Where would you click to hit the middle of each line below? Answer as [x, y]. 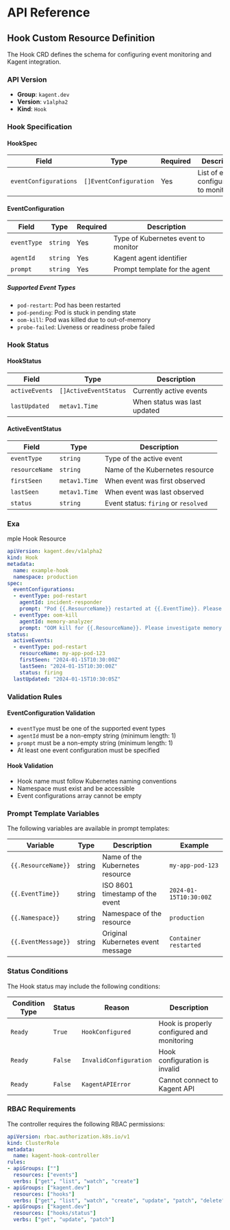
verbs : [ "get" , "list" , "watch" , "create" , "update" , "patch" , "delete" [119, 1200]
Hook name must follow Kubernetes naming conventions [97, 781]
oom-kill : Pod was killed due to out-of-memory [84, 319]
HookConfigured [106, 1032]
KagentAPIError [106, 1084]
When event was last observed [154, 492]
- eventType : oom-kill [46, 615]
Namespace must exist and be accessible [76, 788]
